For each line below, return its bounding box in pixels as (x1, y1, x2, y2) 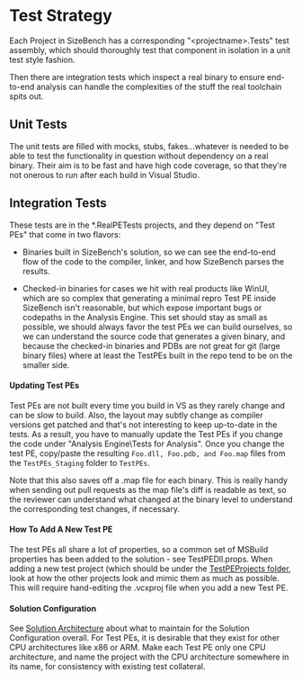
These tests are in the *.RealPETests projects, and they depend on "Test (9, 220, 276, 230)
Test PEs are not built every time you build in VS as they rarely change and (9, 399, 286, 410)
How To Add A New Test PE (9, 524, 113, 535)
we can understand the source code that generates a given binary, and (22, 330, 286, 342)
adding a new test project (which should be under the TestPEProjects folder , (9, 563, 291, 574)
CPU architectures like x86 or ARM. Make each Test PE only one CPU (9, 642, 267, 653)
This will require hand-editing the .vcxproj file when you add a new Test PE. (9, 582, 289, 593)
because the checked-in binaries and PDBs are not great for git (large (22, 340, 280, 351)
